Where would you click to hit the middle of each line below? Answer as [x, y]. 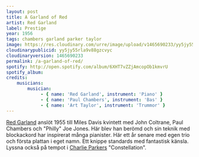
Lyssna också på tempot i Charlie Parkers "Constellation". [76, 147]
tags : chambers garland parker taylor [54, 39]
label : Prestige [26, 28]
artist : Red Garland [32, 23]
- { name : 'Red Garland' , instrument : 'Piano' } [102, 94]
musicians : [30, 84]
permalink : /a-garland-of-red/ [45, 61]
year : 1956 [20, 34]
